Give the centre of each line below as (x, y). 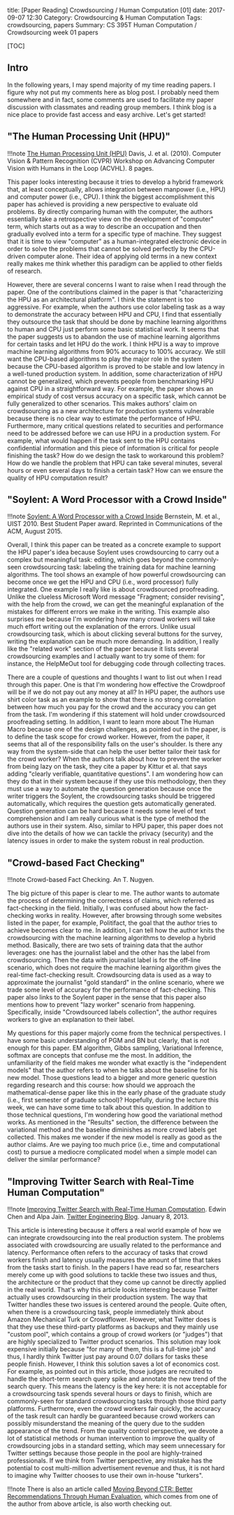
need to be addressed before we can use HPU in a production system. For (114, 433)
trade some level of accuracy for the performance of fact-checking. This (112, 990)
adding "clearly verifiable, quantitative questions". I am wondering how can (115, 774)
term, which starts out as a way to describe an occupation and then (104, 226)
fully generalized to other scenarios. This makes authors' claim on (102, 403)
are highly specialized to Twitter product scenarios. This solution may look (114, 1342)
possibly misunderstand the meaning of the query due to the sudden (106, 1423)
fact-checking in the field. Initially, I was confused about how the (100, 908)
